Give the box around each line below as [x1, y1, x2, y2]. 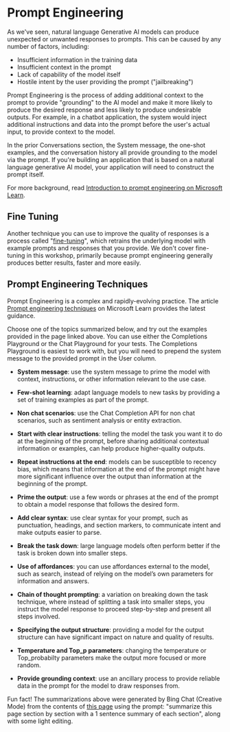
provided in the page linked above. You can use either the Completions [7, 332, 208, 340]
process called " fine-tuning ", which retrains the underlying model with [7, 236, 206, 245]
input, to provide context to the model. [7, 128, 115, 136]
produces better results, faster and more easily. [7, 258, 141, 267]
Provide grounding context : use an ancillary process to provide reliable [16, 674, 220, 682]
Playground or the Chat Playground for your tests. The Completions [7, 339, 198, 347]
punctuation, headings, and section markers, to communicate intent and [16, 520, 221, 529]
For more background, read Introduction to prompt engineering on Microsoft [7, 183, 223, 192]
